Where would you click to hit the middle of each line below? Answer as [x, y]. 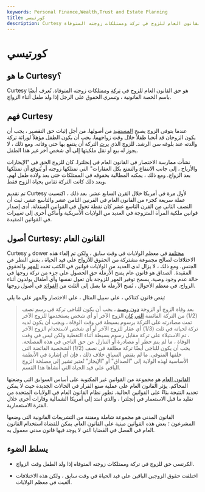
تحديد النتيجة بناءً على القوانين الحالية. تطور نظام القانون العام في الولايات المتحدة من [102, 392]
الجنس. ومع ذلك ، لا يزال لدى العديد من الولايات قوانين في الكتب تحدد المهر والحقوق [102, 266]
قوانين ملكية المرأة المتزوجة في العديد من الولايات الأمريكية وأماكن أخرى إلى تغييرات [102, 213]
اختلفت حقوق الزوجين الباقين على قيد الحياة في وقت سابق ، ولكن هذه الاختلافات [107, 476]
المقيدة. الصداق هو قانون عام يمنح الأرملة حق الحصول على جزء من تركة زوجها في [99, 273]
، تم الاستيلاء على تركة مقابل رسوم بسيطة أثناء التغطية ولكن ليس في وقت [106, 335]
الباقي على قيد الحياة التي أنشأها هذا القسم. [71, 367]
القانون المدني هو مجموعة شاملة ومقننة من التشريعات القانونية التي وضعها [91, 417]
